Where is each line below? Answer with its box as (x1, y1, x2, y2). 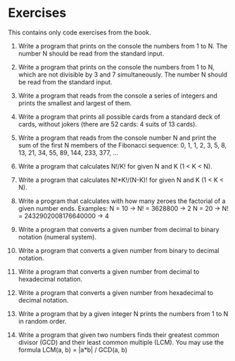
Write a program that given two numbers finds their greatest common (18, 330, 220, 339)
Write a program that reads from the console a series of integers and (18, 91, 217, 100)
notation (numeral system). (18, 232, 97, 241)
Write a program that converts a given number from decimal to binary (18, 225, 220, 233)
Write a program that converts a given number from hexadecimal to (18, 288, 214, 296)
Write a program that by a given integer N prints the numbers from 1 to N (18, 309, 229, 317)
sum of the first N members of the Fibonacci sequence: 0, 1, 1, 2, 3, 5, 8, (18, 140, 227, 149)
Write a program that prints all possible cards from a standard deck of (18, 112, 221, 121)
